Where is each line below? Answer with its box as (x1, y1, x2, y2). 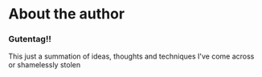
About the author (8, 5, 125, 23)
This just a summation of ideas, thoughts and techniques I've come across (8, 51, 255, 61)
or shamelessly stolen (8, 60, 81, 70)
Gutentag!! (8, 34, 52, 45)
